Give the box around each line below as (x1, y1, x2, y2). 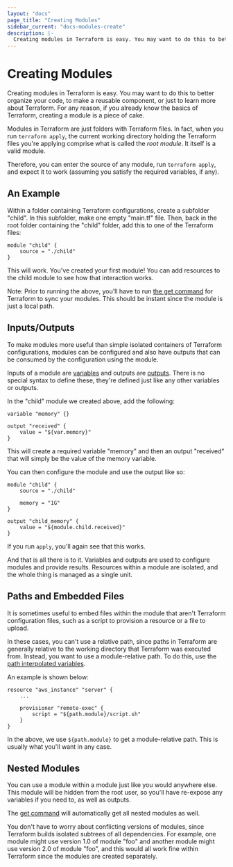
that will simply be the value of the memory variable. (7, 454, 157, 462)
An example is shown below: (7, 672, 89, 681)
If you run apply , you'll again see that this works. (7, 542, 146, 550)
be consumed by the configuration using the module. (7, 355, 159, 364)
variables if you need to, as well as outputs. (7, 795, 131, 804)
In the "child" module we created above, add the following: (7, 397, 175, 405)
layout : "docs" (7, 10, 51, 17)
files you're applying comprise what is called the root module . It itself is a (7, 140, 216, 148)
